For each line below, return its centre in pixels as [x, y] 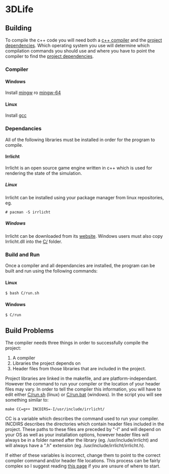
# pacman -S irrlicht [28, 212]
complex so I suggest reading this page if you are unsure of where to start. [83, 466]
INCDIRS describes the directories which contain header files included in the [85, 424]
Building [18, 28]
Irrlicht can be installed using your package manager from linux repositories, [84, 197]
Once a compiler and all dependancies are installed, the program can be [80, 266]
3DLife [19, 9]
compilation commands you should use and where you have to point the [80, 51]
